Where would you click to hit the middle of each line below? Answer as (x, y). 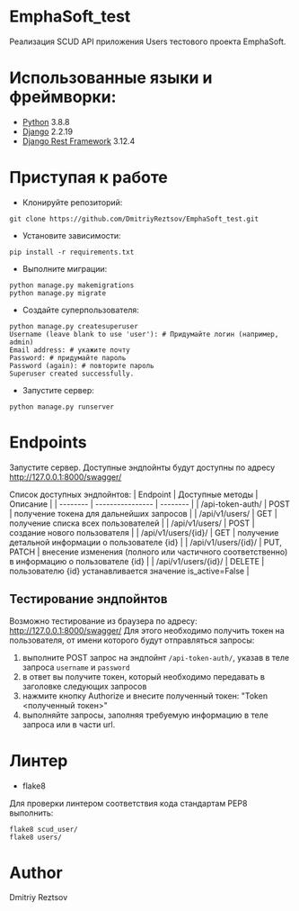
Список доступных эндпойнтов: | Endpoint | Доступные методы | (134, 494)
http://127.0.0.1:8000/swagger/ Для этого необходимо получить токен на (147, 630)
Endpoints (48, 442)
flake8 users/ (36, 837)
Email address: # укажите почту (70, 350)
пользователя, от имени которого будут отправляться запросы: (132, 640)
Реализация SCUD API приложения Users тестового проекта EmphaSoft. (148, 41)
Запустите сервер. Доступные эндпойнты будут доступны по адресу (142, 467)
